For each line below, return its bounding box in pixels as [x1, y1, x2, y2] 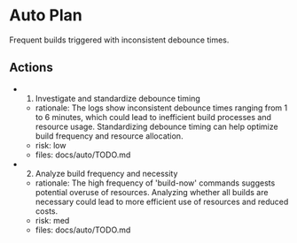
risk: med [35, 215, 70, 225]
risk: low [35, 140, 66, 150]
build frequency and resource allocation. [35, 130, 184, 141]
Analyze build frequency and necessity [35, 168, 178, 178]
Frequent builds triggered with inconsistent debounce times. [9, 34, 230, 45]
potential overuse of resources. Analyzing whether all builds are [35, 186, 269, 197]
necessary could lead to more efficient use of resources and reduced [35, 196, 289, 207]
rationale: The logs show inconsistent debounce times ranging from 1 [35, 103, 288, 113]
